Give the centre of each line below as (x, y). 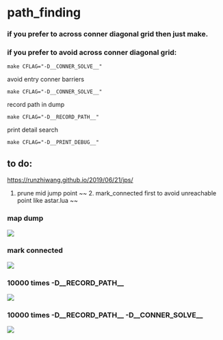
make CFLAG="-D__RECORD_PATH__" (53, 117)
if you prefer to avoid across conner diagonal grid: (92, 53)
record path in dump (36, 105)
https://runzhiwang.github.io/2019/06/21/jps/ (70, 180)
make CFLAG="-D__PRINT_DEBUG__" (53, 143)
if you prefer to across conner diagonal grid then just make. (108, 34)
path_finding (44, 13)
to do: (20, 163)
